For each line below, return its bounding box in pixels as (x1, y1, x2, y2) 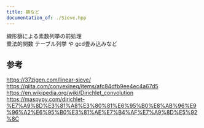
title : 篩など (6, 9, 40, 15)
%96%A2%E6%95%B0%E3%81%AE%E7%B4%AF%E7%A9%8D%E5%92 (6, 108, 198, 116)
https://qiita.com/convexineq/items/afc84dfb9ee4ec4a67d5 (6, 83, 159, 90)
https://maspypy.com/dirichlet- (6, 96, 85, 103)
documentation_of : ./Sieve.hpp (6, 15, 87, 21)
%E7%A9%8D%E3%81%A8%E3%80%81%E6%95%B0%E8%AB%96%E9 (6, 102, 197, 110)
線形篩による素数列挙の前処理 (6, 32, 82, 40)
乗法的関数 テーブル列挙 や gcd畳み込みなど (6, 40, 118, 47)
